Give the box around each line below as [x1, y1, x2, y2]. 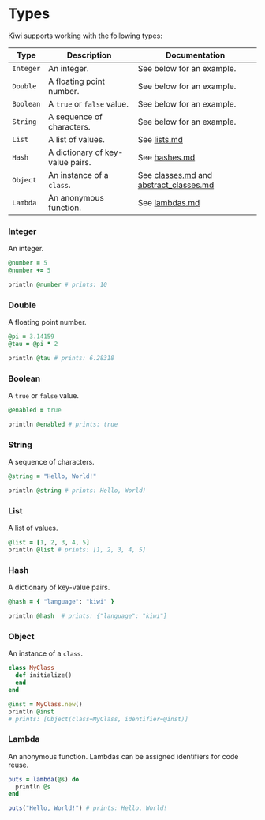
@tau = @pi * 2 [8, 340, 58, 348]
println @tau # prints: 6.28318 [8, 354, 114, 362]
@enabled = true [8, 406, 62, 415]
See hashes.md [137, 152, 196, 163]
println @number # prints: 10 [8, 280, 108, 288]
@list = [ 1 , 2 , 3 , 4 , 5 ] [8, 539, 90, 547]
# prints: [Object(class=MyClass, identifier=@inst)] [8, 715, 189, 723]
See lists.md [137, 134, 184, 145]
